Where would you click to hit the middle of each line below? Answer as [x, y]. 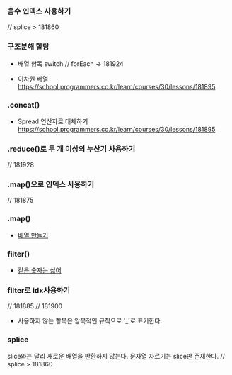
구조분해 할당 [28, 47]
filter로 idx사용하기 [39, 290]
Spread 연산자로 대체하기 [53, 121]
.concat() [24, 105]
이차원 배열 [33, 79]
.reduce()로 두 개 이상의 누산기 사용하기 [71, 149]
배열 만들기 [33, 235]
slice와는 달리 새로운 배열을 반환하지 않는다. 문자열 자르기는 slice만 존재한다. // [116, 356]
